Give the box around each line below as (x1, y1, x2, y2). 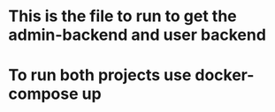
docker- (195, 65, 255, 86)
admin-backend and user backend (8, 25, 267, 45)
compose (8, 84, 79, 104)
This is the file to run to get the (8, 6, 237, 26)
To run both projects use (8, 65, 192, 86)
